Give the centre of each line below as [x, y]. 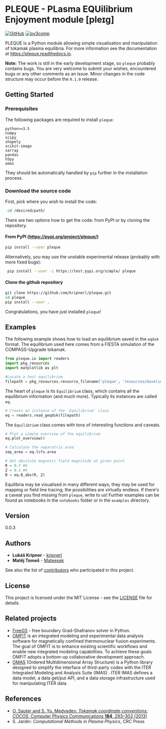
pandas [12, 155]
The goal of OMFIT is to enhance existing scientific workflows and [80, 646]
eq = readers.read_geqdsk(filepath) [43, 415]
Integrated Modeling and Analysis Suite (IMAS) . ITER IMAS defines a [82, 672]
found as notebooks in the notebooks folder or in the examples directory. [78, 500]
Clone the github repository [34, 282]
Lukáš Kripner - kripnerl [37, 555]
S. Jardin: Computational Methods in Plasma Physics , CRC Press [78, 721]
